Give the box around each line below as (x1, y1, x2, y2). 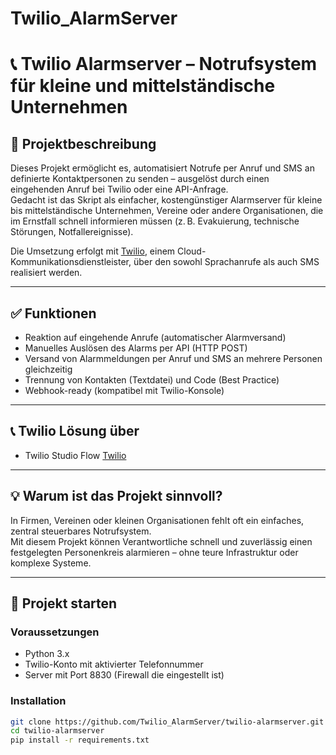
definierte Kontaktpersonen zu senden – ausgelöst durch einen (10, 173, 270, 185)
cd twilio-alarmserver (10, 726, 105, 736)
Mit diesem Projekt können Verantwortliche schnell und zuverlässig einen (10, 535, 313, 547)
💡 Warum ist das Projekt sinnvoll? (10, 488, 223, 505)
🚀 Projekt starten (10, 595, 118, 612)
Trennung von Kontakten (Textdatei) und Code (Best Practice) (24, 374, 280, 386)
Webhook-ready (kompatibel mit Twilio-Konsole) (24, 385, 225, 396)
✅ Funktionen (10, 305, 97, 322)
